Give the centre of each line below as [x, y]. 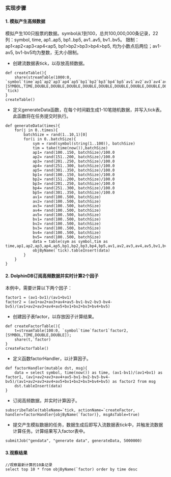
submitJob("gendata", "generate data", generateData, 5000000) [74, 441]
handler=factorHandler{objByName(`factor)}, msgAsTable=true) [73, 415]
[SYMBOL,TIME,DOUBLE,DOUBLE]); [38, 335]
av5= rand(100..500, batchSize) [67, 215]
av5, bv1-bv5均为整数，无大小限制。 [43, 52]
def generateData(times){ [33, 126]
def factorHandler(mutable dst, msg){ [46, 368]
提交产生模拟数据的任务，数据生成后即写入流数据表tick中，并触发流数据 [88, 425]
